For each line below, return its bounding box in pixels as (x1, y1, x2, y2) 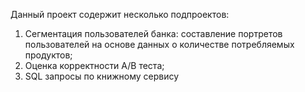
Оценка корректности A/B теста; (24, 60, 165, 71)
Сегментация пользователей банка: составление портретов (24, 28, 283, 39)
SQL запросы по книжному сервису (24, 70, 180, 82)
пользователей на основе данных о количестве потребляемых (24, 39, 295, 50)
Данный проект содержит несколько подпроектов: (10, 9, 230, 20)
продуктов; (24, 49, 73, 61)
